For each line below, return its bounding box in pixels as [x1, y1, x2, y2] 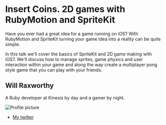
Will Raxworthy [5, 81, 54, 90]
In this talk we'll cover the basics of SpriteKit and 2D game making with [5, 51, 152, 57]
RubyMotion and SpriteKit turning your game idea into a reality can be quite [5, 36, 161, 42]
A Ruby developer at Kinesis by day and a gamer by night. [5, 94, 125, 100]
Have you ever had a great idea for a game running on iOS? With [5, 30, 138, 36]
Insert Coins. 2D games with [5, 3, 125, 15]
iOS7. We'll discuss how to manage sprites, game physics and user [5, 56, 143, 62]
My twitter [12, 114, 34, 120]
